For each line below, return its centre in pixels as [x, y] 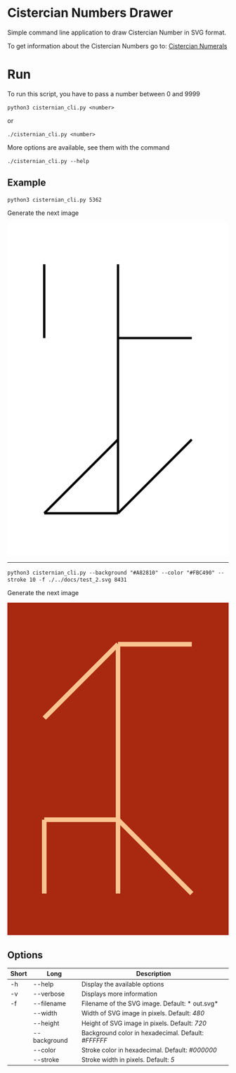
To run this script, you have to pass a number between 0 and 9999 [104, 93]
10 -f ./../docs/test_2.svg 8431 [78, 580]
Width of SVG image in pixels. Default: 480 [143, 1013]
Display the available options [123, 984]
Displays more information [119, 994]
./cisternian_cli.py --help [48, 161]
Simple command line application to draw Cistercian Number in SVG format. [117, 32]
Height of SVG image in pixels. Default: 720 [144, 1023]
